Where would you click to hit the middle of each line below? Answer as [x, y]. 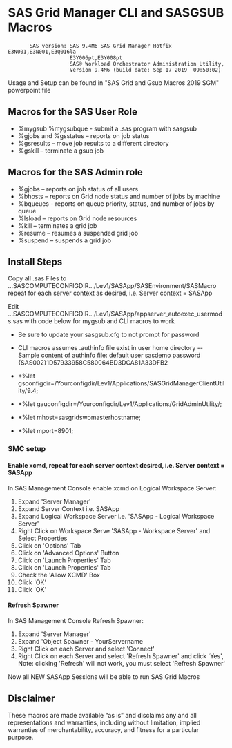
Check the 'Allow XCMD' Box [59, 575]
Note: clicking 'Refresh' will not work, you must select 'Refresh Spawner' [122, 663]
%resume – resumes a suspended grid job [78, 233]
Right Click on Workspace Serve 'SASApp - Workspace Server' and [114, 530]
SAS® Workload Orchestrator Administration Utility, [147, 64]
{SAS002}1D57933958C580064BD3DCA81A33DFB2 [93, 363]
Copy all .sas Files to [37, 278]
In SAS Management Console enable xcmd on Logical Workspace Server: [112, 488]
